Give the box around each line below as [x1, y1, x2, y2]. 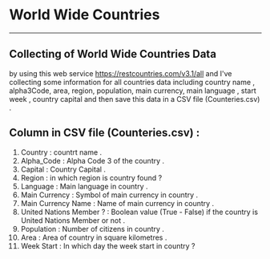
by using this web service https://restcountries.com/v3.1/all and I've [9, 68, 232, 78]
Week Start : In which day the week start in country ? [20, 241, 195, 250]
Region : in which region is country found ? [20, 172, 163, 182]
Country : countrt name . [20, 147, 103, 157]
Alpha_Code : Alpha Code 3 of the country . [20, 156, 165, 165]
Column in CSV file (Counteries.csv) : [9, 126, 200, 140]
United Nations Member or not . [20, 215, 126, 225]
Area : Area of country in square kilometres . [20, 233, 167, 242]
